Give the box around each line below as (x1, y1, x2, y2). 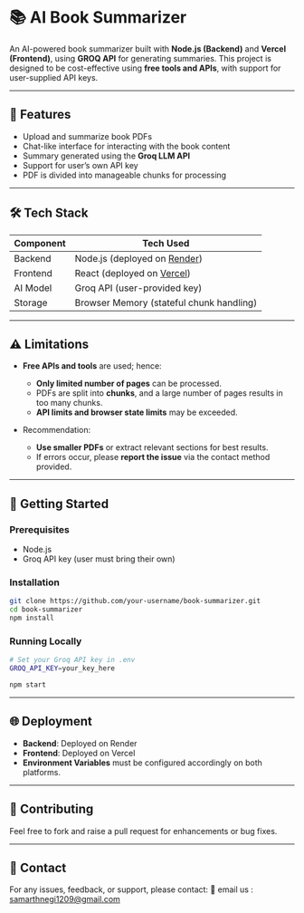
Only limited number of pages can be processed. (35, 378, 222, 389)
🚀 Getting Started (9, 495, 109, 512)
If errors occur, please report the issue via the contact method (35, 452, 271, 463)
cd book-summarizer (9, 605, 83, 614)
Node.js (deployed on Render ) (74, 252, 204, 264)
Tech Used (142, 236, 190, 249)
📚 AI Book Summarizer (9, 7, 187, 28)
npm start (9, 680, 47, 689)
